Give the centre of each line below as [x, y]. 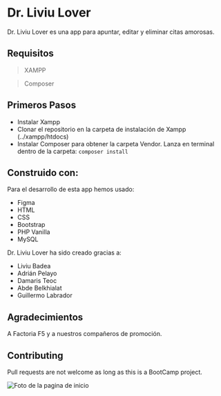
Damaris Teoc [37, 281]
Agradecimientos [45, 317]
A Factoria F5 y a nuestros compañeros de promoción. [85, 334]
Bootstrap [31, 225]
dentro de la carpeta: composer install [73, 151]
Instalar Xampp [39, 121]
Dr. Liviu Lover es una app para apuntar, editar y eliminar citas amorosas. [111, 32]
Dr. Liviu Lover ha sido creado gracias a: [65, 253]
